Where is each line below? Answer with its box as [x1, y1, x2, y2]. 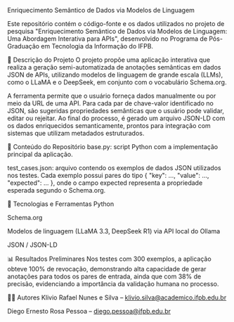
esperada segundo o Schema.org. [7, 186, 106, 194]
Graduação [7, 42, 40, 50]
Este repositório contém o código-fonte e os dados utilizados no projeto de [7, 20, 225, 27]
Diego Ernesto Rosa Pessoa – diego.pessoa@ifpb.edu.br [7, 307, 171, 315]
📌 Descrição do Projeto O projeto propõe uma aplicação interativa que [7, 56, 211, 64]
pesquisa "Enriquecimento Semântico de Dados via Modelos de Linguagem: [7, 27, 228, 35]
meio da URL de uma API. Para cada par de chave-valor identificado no [7, 99, 214, 108]
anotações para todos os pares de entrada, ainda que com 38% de [7, 272, 202, 281]
